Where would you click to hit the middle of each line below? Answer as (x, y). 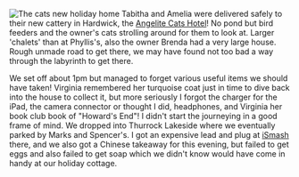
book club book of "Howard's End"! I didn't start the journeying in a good (144, 116)
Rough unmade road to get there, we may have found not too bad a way (141, 52)
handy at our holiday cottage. (63, 163)
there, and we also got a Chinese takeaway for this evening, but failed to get (149, 144)
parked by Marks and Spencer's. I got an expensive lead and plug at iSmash (149, 135)
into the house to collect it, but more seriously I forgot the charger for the (144, 97)
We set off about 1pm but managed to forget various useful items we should (149, 78)
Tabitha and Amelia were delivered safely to (202, 14)
